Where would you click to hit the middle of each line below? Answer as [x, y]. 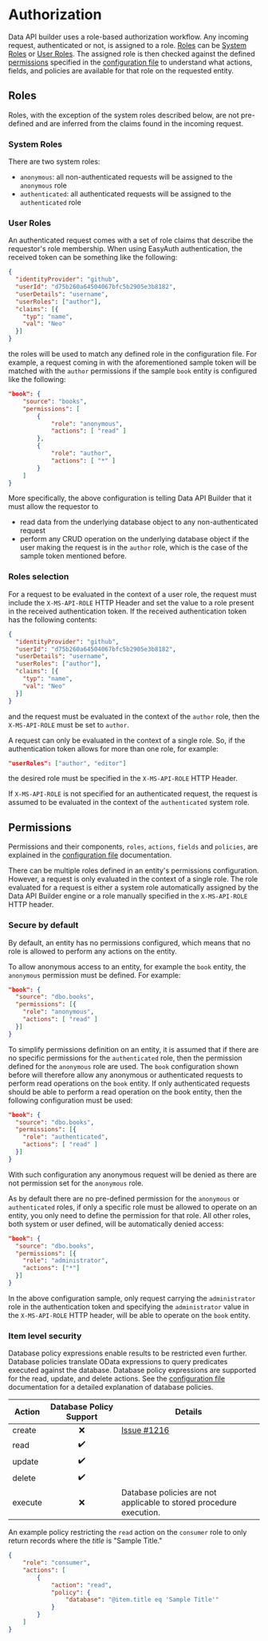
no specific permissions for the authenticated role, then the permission [125, 1058]
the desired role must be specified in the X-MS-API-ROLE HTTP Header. [123, 779]
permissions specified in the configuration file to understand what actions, [130, 62]
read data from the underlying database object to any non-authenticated [139, 522]
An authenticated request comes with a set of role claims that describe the [131, 240]
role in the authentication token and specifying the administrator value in [129, 1307]
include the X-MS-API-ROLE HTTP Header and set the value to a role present [131, 602]
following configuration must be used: [71, 1100]
